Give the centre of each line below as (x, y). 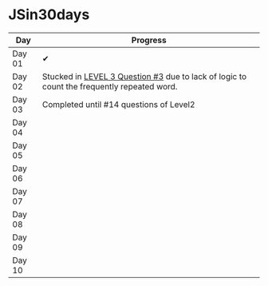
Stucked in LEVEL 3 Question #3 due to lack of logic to (145, 76)
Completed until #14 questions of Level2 (119, 104)
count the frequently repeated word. (110, 86)
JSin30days (49, 15)
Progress (149, 40)
